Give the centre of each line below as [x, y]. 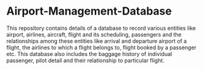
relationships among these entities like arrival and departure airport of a [97, 41]
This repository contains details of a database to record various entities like [101, 28]
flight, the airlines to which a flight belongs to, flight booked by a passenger [102, 47]
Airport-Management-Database [89, 11]
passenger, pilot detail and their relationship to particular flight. [86, 60]
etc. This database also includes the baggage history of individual [89, 54]
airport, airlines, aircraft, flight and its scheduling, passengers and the [94, 34]
